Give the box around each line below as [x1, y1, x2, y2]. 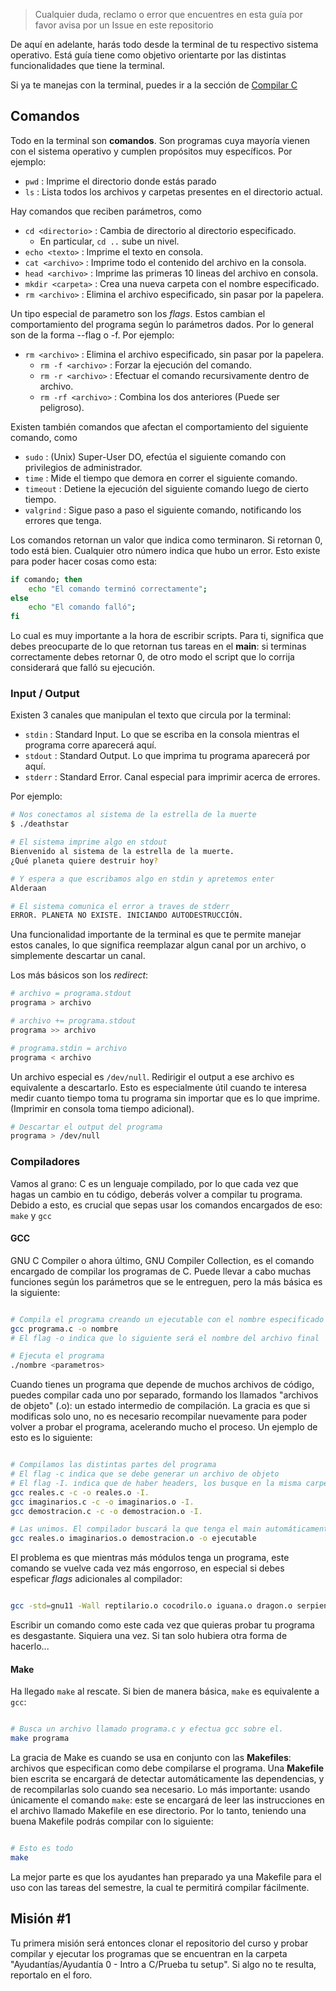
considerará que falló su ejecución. [10, 662, 155, 674]
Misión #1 [10, 1910, 72, 1928]
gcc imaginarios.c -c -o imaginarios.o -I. [10, 1497, 195, 1507]
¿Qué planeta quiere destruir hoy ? [10, 855, 159, 866]
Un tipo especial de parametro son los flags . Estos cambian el [10, 307, 266, 319]
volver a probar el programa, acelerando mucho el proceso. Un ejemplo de [10, 1421, 318, 1433]
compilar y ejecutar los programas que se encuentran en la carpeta [10, 1947, 288, 1959]
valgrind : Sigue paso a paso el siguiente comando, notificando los [24, 504, 302, 516]
